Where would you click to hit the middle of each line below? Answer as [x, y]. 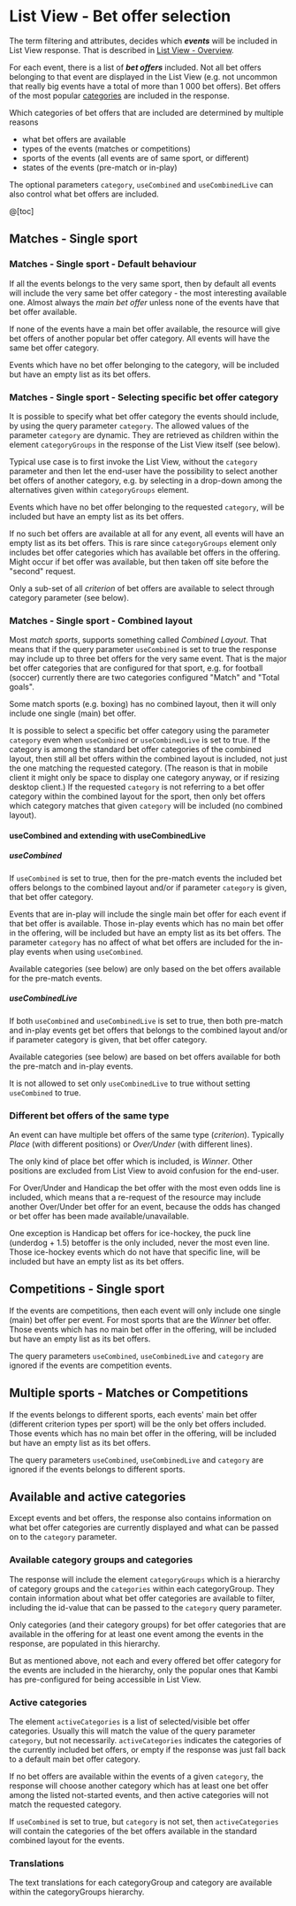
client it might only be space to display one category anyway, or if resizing [144, 778]
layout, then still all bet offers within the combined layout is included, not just [148, 759]
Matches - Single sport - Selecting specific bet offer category [144, 397]
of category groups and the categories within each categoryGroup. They [142, 1588]
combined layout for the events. [67, 1841]
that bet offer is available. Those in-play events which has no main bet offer [147, 923]
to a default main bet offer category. [75, 1759]
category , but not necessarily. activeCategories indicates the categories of [145, 1741]
